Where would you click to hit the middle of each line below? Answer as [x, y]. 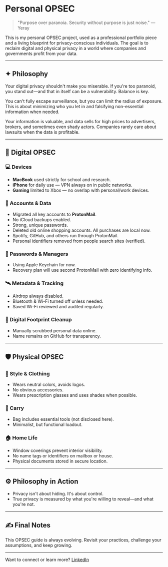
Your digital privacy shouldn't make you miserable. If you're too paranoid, [81, 86]
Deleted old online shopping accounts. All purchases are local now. [81, 230]
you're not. [23, 504]
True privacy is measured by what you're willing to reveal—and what [83, 499]
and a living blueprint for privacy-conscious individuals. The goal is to [77, 43]
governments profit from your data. [41, 54]
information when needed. [32, 112]
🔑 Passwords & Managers [37, 254]
